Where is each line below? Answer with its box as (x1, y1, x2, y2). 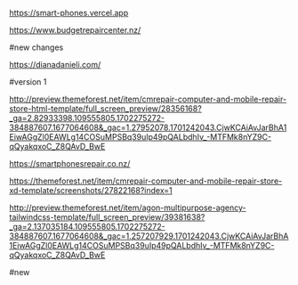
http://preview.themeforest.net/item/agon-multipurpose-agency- (9, 202, 246, 213)
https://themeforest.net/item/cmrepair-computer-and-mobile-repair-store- (9, 175, 283, 186)
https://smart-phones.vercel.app (9, 8, 129, 18)
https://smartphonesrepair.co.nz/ (9, 159, 131, 168)
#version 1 (9, 77, 47, 87)
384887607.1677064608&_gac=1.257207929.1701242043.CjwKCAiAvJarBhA (9, 231, 289, 241)
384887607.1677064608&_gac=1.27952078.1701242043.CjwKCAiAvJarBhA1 (9, 122, 287, 133)
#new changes (9, 42, 64, 53)
